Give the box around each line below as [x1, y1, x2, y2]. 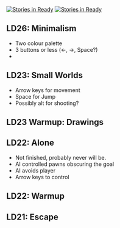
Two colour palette [15, 40, 63, 47]
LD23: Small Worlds [6, 70, 83, 80]
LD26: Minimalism [6, 23, 77, 34]
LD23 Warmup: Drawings [6, 117, 104, 127]
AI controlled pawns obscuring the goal [15, 160, 115, 168]
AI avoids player [15, 166, 56, 174]
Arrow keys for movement [15, 86, 80, 94]
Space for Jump [15, 93, 56, 100]
